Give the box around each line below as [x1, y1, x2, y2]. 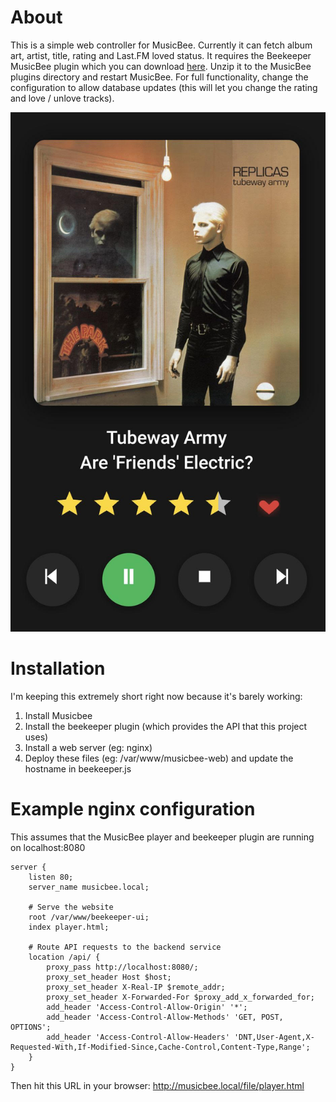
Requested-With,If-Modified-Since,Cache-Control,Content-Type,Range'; [10, 1042, 311, 1052]
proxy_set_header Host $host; [46, 972, 172, 982]
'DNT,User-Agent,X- [233, 1032, 315, 1042]
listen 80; [28, 872, 74, 882]
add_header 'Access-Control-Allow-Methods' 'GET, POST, [46, 1012, 284, 1022]
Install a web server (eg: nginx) [24, 741, 153, 753]
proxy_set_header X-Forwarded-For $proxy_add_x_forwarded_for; [46, 992, 315, 1002]
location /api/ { [28, 952, 101, 962]
